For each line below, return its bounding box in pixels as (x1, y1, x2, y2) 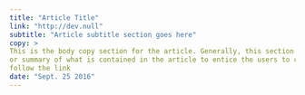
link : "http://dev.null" (9, 22, 103, 31)
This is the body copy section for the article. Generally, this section (9, 47, 295, 56)
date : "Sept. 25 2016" (9, 72, 95, 81)
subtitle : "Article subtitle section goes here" (9, 30, 197, 39)
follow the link (9, 64, 71, 73)
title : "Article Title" (9, 13, 100, 23)
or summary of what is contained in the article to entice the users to (9, 55, 290, 64)
